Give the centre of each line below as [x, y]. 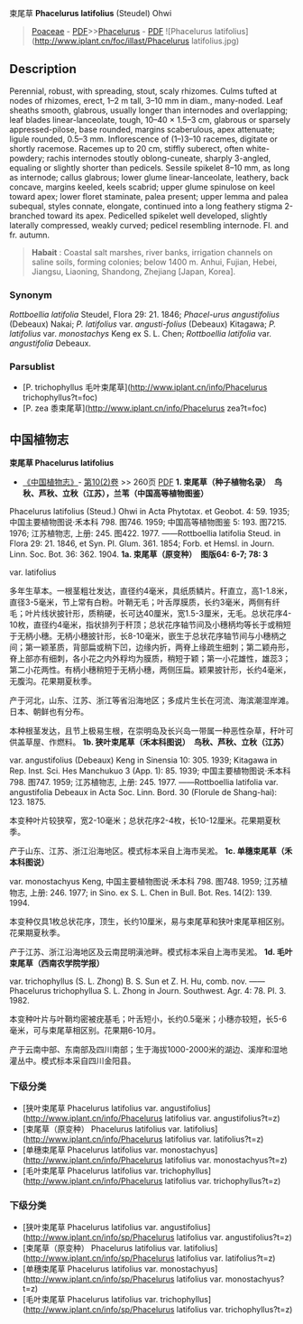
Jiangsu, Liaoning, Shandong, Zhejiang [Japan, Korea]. [133, 271]
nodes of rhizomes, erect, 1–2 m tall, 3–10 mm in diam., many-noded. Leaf [147, 100]
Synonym [31, 294]
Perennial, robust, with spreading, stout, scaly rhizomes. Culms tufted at [143, 91]
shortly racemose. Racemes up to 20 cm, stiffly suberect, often [127, 148]
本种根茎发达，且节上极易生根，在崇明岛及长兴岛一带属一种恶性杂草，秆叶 [147, 731]
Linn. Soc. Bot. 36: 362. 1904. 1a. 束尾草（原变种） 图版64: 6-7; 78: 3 [139, 554]
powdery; [27, 158]
